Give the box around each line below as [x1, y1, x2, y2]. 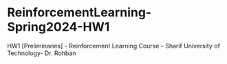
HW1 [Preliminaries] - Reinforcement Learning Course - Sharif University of [7, 42, 220, 50]
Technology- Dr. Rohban [7, 49, 76, 57]
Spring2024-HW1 [7, 19, 110, 35]
